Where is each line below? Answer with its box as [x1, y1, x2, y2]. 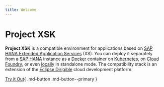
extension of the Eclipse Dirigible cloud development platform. [5, 66, 133, 72]
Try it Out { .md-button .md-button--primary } [5, 76, 98, 82]
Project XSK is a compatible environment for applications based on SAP [5, 45, 153, 51]
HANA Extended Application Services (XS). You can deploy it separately [5, 50, 153, 56]
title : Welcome [5, 7, 37, 12]
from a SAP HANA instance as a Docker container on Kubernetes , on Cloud [5, 56, 159, 62]
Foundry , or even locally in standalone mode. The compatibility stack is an [5, 61, 157, 67]
